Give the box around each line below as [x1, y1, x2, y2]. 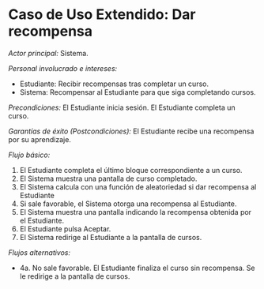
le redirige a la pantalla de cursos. [19, 271, 130, 281]
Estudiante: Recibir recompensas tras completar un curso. [19, 79, 209, 88]
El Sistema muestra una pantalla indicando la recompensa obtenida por [19, 207, 251, 216]
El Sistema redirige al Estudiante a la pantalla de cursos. [19, 232, 202, 242]
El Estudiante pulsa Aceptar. [19, 223, 111, 234]
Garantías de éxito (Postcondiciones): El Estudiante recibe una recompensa [8, 126, 255, 136]
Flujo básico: [8, 150, 51, 160]
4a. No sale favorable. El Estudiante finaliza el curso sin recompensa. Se [19, 263, 255, 272]
